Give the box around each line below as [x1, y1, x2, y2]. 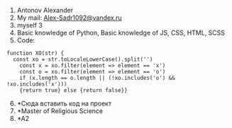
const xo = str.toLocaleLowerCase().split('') [13, 56, 153, 63]
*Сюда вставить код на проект [16, 99, 111, 107]
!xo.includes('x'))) [6, 81, 68, 88]
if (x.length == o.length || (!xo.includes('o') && [19, 74, 175, 81]
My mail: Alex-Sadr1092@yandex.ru [16, 13, 122, 22]
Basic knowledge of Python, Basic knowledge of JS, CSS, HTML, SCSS [16, 28, 225, 37]
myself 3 [16, 21, 43, 29]
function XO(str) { [6, 50, 65, 57]
